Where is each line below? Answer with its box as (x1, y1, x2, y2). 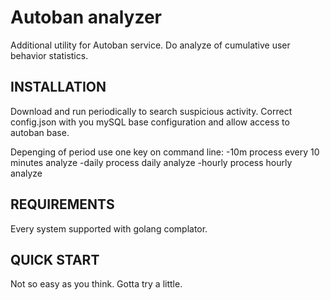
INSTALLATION (10, 79, 107, 96)
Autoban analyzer (10, 6, 162, 29)
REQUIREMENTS (10, 196, 115, 213)
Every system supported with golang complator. (10, 222, 208, 235)
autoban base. (10, 126, 70, 138)
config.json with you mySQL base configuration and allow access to (10, 116, 290, 128)
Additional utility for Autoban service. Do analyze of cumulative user (10, 39, 291, 51)
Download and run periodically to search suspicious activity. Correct (10, 105, 293, 117)
